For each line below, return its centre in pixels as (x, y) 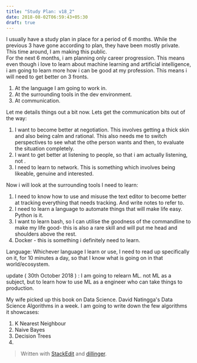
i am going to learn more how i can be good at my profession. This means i (96, 71)
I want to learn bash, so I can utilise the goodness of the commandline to (103, 222)
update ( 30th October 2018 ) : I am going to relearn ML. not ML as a (89, 276)
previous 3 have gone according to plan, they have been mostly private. (93, 45)
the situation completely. (44, 148)
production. (20, 288)
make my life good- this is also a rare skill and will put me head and (96, 228)
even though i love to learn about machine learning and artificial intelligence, (98, 64)
